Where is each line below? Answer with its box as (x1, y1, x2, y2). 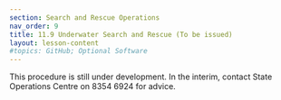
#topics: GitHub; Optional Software (9, 47, 148, 56)
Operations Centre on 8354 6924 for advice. (9, 81, 177, 92)
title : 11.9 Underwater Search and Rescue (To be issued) (9, 30, 233, 39)
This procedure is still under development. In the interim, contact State (9, 71, 273, 82)
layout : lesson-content (9, 38, 100, 48)
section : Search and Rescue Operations (9, 13, 160, 23)
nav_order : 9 (9, 22, 59, 31)
